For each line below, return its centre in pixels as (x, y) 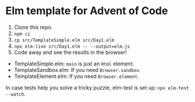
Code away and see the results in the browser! (70, 52)
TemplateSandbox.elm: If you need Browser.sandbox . (78, 70)
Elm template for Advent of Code (87, 11)
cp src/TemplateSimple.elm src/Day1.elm (64, 40)
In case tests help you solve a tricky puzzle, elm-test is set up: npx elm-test (97, 87)
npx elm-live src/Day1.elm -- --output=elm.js (72, 46)
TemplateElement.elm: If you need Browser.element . (76, 76)
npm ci (22, 34)
